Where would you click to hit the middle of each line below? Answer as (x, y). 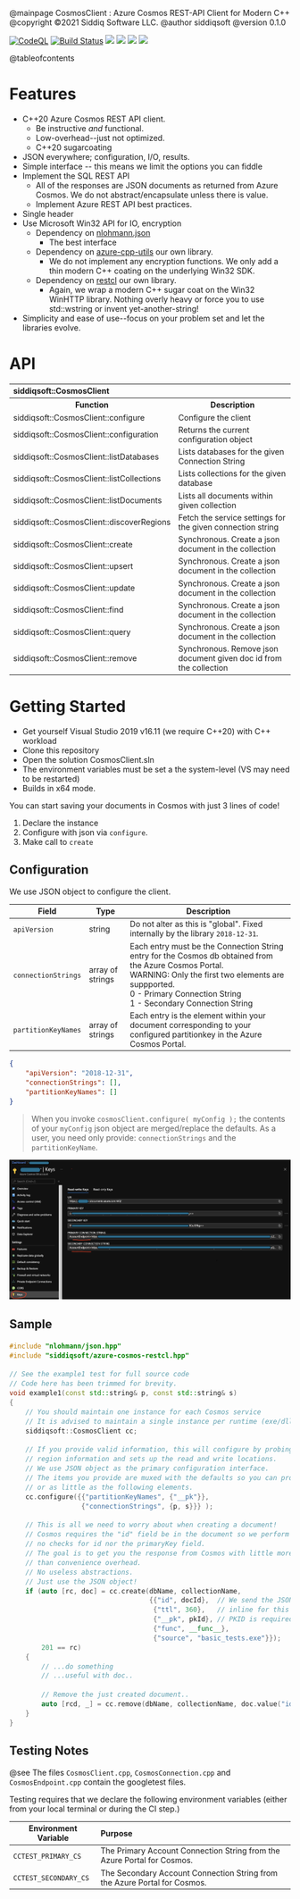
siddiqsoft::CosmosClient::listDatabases (86, 456)
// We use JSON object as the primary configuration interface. (147, 1468)
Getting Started (68, 707)
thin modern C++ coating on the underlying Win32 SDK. (152, 271)
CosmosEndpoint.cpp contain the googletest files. (98, 1782)
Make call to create (58, 841)
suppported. (153, 984)
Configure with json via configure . (85, 832)
